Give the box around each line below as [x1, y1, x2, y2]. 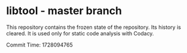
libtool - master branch [6, 4, 122, 18]
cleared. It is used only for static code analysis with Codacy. [6, 29, 154, 37]
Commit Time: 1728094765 [6, 41, 73, 48]
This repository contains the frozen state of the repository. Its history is [6, 24, 181, 31]
